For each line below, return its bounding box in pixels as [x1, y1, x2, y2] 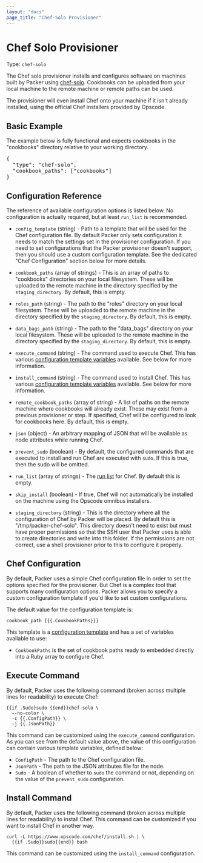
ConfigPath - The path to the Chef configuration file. [15, 756, 145, 763]
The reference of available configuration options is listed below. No [6, 207, 174, 214]
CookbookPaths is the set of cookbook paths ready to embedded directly [15, 646, 194, 654]
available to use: [6, 634, 47, 642]
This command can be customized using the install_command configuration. [6, 850, 196, 857]
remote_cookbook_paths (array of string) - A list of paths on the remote [15, 398, 190, 406]
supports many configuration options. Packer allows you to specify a [6, 588, 178, 595]
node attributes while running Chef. [15, 436, 104, 443]
